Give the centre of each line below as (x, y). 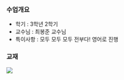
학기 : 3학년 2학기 (37, 24)
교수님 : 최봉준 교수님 (41, 32)
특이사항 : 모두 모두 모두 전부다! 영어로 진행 (67, 39)
